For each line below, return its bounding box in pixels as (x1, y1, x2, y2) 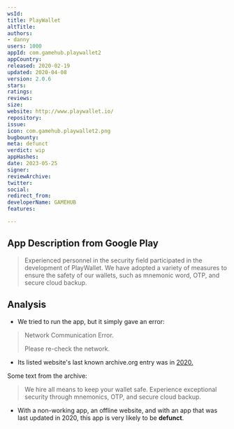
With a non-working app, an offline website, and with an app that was (17, 406, 218, 414)
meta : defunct (7, 141, 49, 148)
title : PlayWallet (7, 17, 61, 24)
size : (7, 101, 23, 108)
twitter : (7, 179, 33, 186)
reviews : (7, 95, 33, 102)
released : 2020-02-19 (7, 62, 71, 69)
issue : (7, 120, 27, 128)
